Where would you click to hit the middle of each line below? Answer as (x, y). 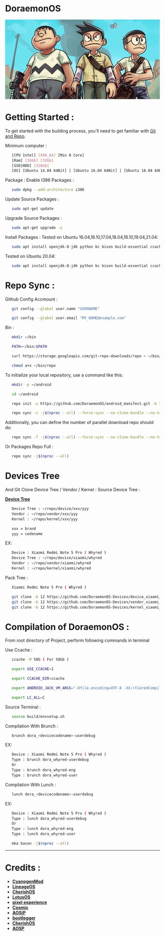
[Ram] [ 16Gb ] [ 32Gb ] (33, 160)
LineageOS (24, 886)
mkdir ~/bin (24, 337)
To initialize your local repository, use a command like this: (64, 375)
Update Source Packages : (32, 199)
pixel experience (30, 902)
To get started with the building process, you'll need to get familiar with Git (81, 131)
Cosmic (20, 908)
